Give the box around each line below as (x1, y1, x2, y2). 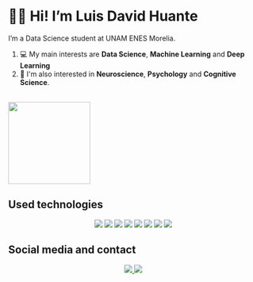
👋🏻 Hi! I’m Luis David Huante (8, 7, 198, 25)
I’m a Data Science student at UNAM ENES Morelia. (8, 33, 176, 43)
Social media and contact (8, 243, 136, 257)
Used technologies (8, 198, 104, 211)
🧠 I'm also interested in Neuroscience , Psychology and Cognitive (19, 69, 236, 79)
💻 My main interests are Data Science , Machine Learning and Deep (19, 49, 245, 59)
